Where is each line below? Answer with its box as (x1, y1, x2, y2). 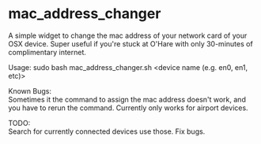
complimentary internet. (8, 47, 87, 57)
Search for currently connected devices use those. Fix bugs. (8, 127, 206, 136)
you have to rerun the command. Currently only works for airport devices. (8, 103, 248, 113)
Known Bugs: (8, 86, 51, 95)
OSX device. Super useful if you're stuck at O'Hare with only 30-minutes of (8, 39, 253, 48)
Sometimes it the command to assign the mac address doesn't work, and (8, 94, 247, 104)
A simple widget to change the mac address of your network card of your (8, 31, 248, 40)
